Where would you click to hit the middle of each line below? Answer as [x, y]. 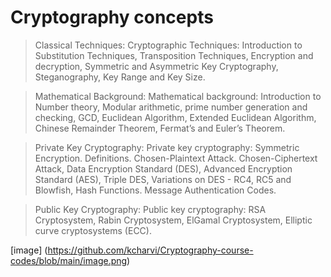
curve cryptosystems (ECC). [93, 230]
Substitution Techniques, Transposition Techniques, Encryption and [174, 55]
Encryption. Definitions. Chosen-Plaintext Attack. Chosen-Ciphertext [176, 158]
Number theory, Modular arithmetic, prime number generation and [171, 107]
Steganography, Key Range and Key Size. [120, 77]
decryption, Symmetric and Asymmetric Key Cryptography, [156, 66]
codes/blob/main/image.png [69, 260]
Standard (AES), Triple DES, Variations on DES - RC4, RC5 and [163, 179]
